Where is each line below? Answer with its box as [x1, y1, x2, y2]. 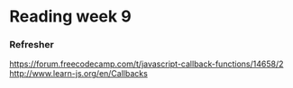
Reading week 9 [9, 6, 133, 27]
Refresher [9, 39, 54, 51]
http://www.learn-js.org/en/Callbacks [9, 68, 149, 79]
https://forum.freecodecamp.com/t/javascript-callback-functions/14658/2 [9, 58, 284, 69]
